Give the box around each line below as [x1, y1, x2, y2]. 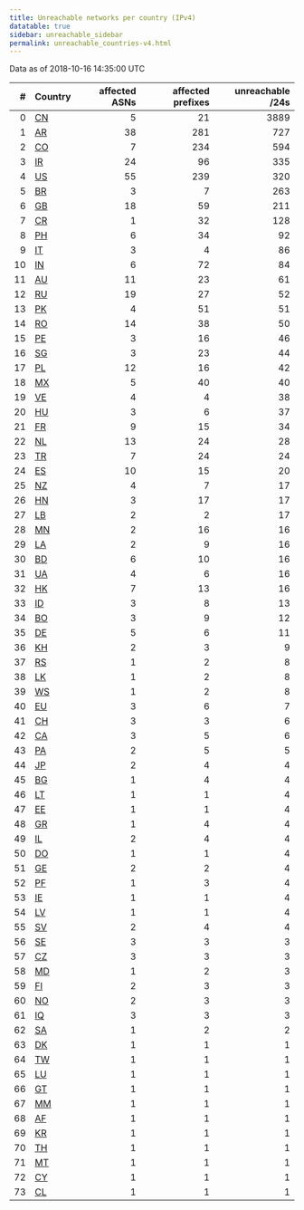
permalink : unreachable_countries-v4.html [9, 38, 172, 48]
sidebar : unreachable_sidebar [9, 30, 124, 39]
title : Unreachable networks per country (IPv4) [9, 13, 196, 23]
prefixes [173, 96, 210, 109]
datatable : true [9, 22, 71, 31]
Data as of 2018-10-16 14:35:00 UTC [9, 63, 146, 74]
